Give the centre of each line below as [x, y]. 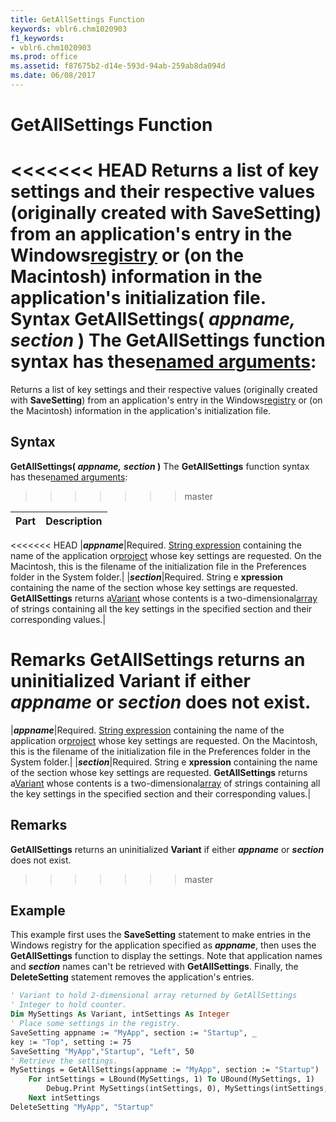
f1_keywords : [37, 38]
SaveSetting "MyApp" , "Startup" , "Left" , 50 [102, 1051]
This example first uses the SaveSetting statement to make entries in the [161, 935]
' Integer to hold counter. [69, 1005]
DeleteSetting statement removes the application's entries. [132, 977]
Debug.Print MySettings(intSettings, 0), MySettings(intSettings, [187, 1089]
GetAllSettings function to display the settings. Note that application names [166, 956]
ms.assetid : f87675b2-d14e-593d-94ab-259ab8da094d [118, 66]
